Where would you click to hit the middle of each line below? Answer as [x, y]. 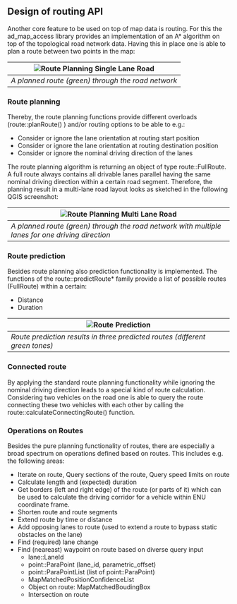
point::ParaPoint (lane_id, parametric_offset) [92, 564]
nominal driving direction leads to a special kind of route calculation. [107, 389]
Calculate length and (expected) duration [77, 482]
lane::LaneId [46, 557]
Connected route [37, 367]
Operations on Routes [45, 430]
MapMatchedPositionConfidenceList [81, 579]
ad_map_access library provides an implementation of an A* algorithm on [114, 36]
